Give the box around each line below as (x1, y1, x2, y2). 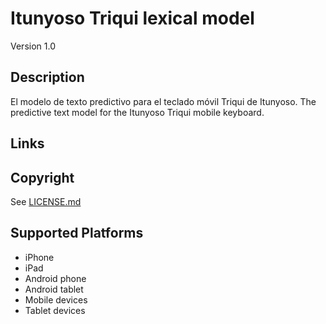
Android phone (24, 272, 87, 284)
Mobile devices (24, 293, 88, 306)
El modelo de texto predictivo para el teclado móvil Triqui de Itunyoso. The (10, 95, 317, 107)
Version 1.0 (10, 40, 56, 52)
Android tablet (24, 283, 84, 295)
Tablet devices (24, 304, 86, 316)
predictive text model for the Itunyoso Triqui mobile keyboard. (10, 106, 265, 118)
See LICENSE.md (10, 195, 82, 207)
